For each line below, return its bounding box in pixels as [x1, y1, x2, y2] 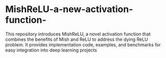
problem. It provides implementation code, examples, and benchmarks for [5, 41, 161, 47]
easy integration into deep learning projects [5, 47, 97, 53]
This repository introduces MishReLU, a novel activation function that [5, 31, 151, 37]
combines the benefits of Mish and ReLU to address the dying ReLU [5, 36, 148, 42]
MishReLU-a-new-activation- [5, 4, 133, 15]
